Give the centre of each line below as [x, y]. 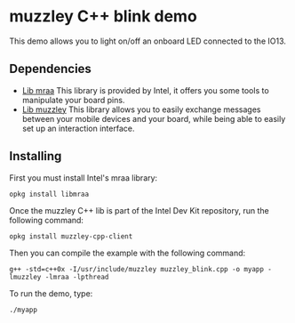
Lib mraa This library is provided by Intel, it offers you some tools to [145, 90]
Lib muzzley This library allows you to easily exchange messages [141, 109]
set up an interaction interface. [78, 128]
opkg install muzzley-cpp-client [71, 236]
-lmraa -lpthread [77, 277]
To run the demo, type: [51, 293]
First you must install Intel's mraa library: [84, 178]
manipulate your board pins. [73, 100]
